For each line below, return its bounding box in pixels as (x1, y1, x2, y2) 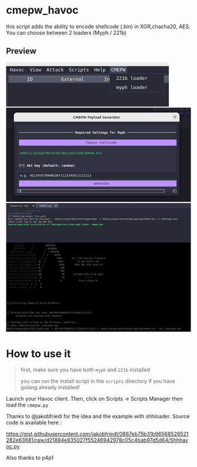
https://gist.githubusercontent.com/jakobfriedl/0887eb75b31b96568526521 (6, 431, 189, 438)
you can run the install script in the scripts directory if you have (20, 378, 175, 385)
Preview (6, 46, 37, 56)
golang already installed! (20, 384, 80, 391)
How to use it (6, 347, 72, 360)
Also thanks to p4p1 (6, 454, 54, 461)
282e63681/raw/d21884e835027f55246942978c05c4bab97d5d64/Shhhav (6, 436, 189, 444)
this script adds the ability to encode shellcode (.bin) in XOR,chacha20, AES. (6, 23, 191, 30)
